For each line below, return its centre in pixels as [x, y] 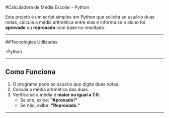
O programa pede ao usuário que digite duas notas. [66, 84]
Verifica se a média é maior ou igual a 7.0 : [56, 94]
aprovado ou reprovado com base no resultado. [55, 27]
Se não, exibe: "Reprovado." [50, 105]
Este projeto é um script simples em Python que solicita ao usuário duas [80, 17]
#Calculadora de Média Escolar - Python [47, 7]
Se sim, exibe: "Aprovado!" [49, 100]
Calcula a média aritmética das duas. [51, 89]
